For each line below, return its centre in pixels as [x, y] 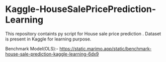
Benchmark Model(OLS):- [32, 48]
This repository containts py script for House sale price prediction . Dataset [83, 33]
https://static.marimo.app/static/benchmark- [106, 48]
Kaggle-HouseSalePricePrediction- [81, 9]
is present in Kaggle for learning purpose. [48, 39]
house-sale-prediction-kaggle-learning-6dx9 [52, 54]
